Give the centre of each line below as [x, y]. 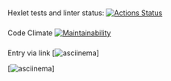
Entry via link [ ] [54, 53]
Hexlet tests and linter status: [56, 13]
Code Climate [30, 33]
